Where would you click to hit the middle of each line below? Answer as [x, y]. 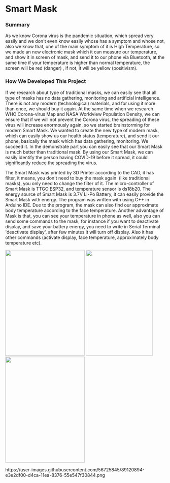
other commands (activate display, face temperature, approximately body [82, 237]
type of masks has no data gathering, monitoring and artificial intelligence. [83, 98]
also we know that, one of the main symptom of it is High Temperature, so [82, 47]
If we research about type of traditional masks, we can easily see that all [81, 93]
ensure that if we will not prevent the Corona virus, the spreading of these [82, 119]
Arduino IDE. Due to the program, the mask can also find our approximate [82, 205]
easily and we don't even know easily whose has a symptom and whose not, [85, 41]
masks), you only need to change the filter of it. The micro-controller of [80, 183]
